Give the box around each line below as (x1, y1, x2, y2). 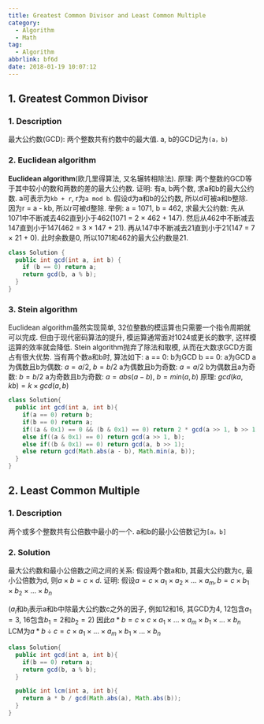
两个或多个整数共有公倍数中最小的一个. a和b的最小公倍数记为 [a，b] (8, 526, 227, 536)
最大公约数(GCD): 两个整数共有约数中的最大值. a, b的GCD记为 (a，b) (8, 135, 229, 144)
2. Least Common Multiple (8, 484, 140, 498)
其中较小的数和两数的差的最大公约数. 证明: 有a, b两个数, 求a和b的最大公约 (14, 183, 255, 193)
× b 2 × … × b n (8, 585, 53, 597)
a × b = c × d (58, 576, 100, 585)
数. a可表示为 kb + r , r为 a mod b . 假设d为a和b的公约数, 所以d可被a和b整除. (8, 193, 248, 203)
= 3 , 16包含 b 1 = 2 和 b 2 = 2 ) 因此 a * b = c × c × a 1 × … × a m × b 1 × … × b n (8, 615, 241, 627)
